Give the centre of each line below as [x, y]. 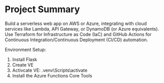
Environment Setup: [25, 49]
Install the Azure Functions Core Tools [52, 75]
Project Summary [42, 9]
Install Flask [25, 59]
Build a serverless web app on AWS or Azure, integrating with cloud [76, 23]
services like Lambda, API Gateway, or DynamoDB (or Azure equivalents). [82, 29]
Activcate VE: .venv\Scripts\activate [50, 70]
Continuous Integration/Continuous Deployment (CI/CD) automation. [76, 40]
